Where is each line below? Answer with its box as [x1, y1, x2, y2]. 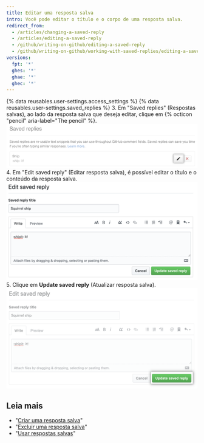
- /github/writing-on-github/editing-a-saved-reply [12, 42, 146, 48]
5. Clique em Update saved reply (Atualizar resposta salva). [6, 281, 156, 289]
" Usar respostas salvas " [15, 430, 76, 437]
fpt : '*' [12, 61, 34, 67]
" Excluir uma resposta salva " [15, 423, 87, 430]
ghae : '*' [12, 74, 36, 80]
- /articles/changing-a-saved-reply [12, 29, 104, 35]
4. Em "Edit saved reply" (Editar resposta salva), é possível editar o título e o [6, 168, 197, 176]
